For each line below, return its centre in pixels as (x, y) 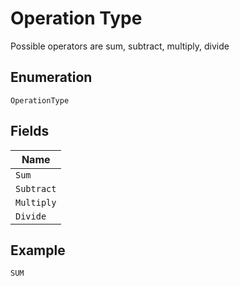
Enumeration (51, 77)
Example (38, 250)
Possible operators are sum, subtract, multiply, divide (120, 46)
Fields (30, 131)
